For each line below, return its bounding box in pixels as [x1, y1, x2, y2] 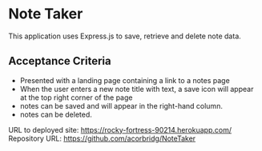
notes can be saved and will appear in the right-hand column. [19, 101, 223, 110]
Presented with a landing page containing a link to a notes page [19, 75, 230, 85]
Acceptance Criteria [8, 54, 111, 68]
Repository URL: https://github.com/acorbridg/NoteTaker [8, 133, 196, 143]
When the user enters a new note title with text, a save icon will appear [19, 84, 254, 93]
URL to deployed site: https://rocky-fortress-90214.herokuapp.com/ [8, 125, 232, 134]
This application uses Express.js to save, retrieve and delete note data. [8, 31, 242, 41]
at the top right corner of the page [19, 93, 133, 102]
